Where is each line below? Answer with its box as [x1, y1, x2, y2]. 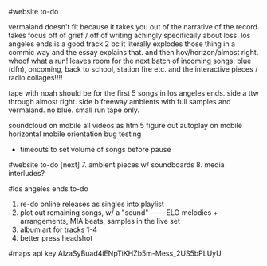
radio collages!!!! [8, 73, 63, 82]
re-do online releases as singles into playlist [19, 199, 165, 209]
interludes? [8, 169, 45, 178]
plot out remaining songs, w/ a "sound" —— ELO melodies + [19, 208, 218, 217]
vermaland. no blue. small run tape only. [8, 105, 139, 115]
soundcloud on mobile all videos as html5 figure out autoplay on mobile [8, 121, 243, 130]
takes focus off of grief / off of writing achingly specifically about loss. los [8, 31, 251, 40]
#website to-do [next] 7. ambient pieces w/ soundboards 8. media [8, 160, 225, 170]
